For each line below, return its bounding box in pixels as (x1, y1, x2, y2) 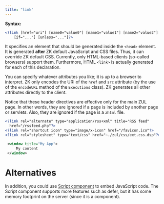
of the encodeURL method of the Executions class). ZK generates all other (5, 84, 150, 90)
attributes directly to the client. (5, 89, 67, 96)
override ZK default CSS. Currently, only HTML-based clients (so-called (5, 54, 149, 60)
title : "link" (5, 7, 34, 12)
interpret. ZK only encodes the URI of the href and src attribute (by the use (5, 79, 156, 85)
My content (16, 146, 38, 151)
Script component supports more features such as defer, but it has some (5, 188, 151, 194)
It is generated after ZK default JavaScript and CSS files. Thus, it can (5, 49, 144, 54)
